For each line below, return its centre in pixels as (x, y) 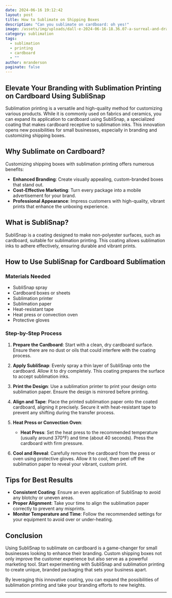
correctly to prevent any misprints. (49, 509)
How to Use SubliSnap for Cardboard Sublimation (85, 262)
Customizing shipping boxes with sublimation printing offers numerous (80, 164)
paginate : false (23, 67)
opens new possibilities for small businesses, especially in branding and (81, 130)
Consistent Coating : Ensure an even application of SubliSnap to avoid (87, 493)
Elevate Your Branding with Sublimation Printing (83, 88)
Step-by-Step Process (34, 333)
